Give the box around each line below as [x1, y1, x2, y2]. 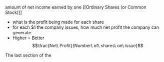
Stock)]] [5, 9, 22, 15]
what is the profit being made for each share [12, 19, 104, 25]
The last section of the [5, 52, 51, 58]
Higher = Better [12, 35, 44, 41]
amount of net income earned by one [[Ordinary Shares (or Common [5, 4, 146, 10]
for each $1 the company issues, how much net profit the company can [12, 24, 159, 30]
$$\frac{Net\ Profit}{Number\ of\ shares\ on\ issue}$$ [32, 43, 143, 49]
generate [12, 30, 31, 35]
